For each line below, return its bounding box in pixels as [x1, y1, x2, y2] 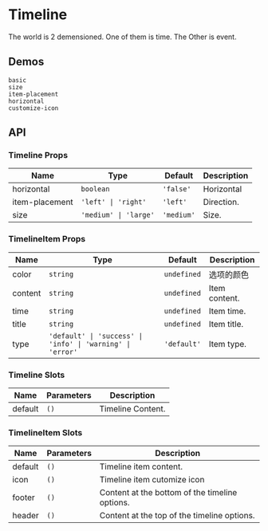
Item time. [208, 305, 246, 317]
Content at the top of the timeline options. [99, 510, 255, 521]
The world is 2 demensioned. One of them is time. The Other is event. [8, 32, 237, 41]
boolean [81, 185, 110, 194]
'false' [162, 185, 191, 194]
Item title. [208, 318, 244, 329]
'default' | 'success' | [49, 331, 144, 340]
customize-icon [8, 104, 59, 112]
